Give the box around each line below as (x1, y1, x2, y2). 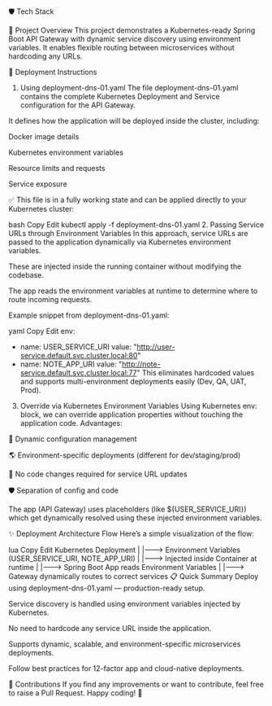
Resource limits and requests (8, 164, 106, 173)
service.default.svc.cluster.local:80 (19, 351, 138, 360)
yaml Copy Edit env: (8, 327, 76, 335)
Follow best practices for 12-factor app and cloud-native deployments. (8, 664, 244, 673)
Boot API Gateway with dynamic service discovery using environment (8, 34, 241, 43)
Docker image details (8, 132, 80, 141)
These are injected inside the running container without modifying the (8, 261, 242, 271)
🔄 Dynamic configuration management (8, 434, 137, 444)
